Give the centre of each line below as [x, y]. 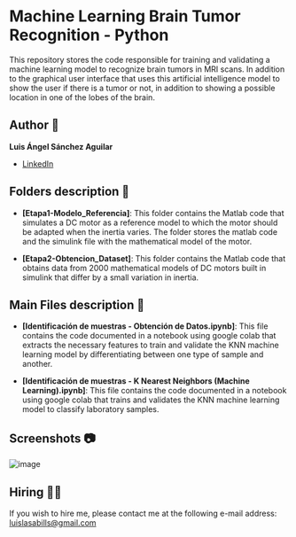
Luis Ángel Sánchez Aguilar [61, 146]
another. [37, 364]
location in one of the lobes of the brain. [82, 97]
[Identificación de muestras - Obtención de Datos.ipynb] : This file [145, 326]
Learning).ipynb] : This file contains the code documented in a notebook [154, 391]
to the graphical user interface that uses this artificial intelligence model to [145, 78]
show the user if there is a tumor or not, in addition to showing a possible [142, 88]
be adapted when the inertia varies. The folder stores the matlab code [149, 231]
